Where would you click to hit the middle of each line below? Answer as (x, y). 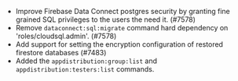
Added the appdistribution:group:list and (86, 61)
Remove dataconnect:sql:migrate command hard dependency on (122, 28)
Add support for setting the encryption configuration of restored (119, 44)
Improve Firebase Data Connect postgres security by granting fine (123, 11)
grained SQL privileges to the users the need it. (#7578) (106, 19)
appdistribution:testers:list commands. (85, 69)
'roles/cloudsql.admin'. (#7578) (66, 36)
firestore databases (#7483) (61, 53)
